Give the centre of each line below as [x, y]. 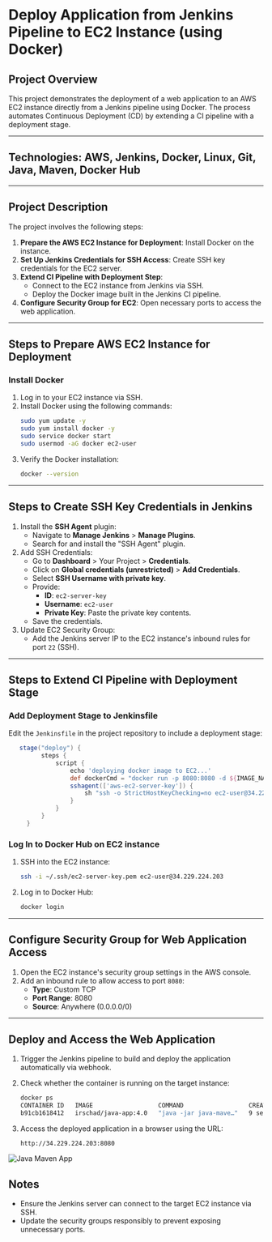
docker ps [37, 1098]
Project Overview [53, 79]
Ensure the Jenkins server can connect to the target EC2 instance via [136, 1203]
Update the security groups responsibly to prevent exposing [120, 1220]
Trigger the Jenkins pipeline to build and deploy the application [125, 1059]
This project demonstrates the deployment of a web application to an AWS [132, 98]
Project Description [58, 207]
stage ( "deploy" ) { [50, 748]
